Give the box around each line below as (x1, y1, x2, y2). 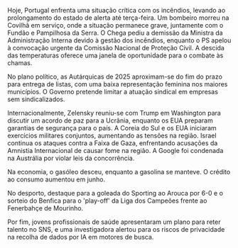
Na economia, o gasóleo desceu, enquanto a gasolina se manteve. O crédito (7, 168, 231, 176)
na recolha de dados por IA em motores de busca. (7, 233, 154, 241)
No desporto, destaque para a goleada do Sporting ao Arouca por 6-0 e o (7, 189, 224, 197)
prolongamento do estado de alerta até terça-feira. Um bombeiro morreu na (7, 13, 229, 22)
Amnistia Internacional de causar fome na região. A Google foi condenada (7, 147, 224, 154)
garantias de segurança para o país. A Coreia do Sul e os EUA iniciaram (7, 124, 217, 132)
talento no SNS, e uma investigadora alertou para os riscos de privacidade (7, 225, 225, 233)
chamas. (7, 59, 33, 67)
